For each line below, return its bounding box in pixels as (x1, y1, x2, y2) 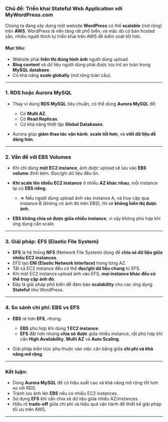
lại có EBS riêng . (12, 185, 47, 191)
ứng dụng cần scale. (12, 221, 55, 227)
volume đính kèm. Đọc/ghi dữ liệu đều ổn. (12, 170, 99, 176)
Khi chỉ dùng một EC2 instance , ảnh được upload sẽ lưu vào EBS (12, 165, 146, 171)
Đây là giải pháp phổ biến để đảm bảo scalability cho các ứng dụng (12, 281, 152, 287)
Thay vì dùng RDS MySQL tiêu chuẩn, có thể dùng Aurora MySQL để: (12, 100, 156, 107)
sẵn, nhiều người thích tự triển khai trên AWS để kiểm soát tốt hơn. (5, 33, 141, 40)
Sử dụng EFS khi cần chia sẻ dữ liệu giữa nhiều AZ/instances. (12, 395, 139, 401)
